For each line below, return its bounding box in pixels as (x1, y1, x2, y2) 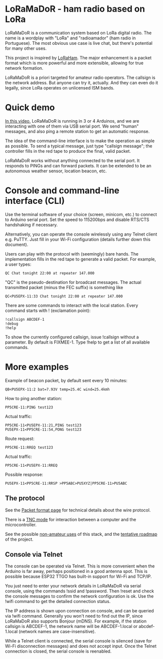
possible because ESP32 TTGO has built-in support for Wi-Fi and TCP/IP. (5, 573, 152, 580)
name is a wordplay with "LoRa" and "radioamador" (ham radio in (5, 35, 136, 41)
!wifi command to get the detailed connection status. (5, 599, 111, 604)
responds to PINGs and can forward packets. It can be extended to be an (5, 163, 152, 168)
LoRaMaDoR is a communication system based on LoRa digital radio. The (5, 30, 152, 36)
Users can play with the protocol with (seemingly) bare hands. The (5, 251, 139, 256)
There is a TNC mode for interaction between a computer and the (5, 516, 136, 522)
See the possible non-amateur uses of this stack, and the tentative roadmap (5, 531, 158, 537)
